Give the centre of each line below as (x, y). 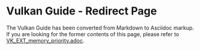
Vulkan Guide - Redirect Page (82, 11)
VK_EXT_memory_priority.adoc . (45, 40)
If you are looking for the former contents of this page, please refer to (93, 34)
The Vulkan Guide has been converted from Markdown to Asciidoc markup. (100, 28)
